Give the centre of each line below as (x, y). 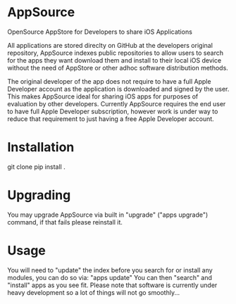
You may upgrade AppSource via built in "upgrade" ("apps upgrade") (108, 215)
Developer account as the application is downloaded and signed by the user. (118, 89)
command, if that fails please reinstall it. (65, 222)
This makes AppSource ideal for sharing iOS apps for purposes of (103, 96)
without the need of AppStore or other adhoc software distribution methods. (118, 68)
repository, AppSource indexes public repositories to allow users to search (116, 53)
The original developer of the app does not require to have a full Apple (109, 81)
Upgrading (39, 195)
